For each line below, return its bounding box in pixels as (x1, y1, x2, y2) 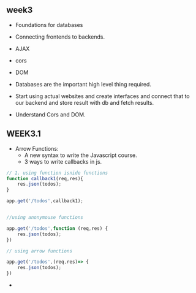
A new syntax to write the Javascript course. (24, 151, 138, 159)
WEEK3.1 (6, 129, 41, 139)
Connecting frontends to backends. (15, 33, 105, 40)
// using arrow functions (6, 248, 72, 254)
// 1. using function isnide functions (6, 170, 108, 176)
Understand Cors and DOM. (15, 110, 86, 118)
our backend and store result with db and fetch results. (15, 99, 154, 106)
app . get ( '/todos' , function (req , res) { (6, 225, 108, 232)
